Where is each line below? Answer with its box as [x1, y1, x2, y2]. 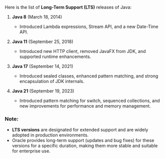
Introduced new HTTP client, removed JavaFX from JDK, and [19, 48, 146, 54]
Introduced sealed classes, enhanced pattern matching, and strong [19, 73, 158, 79]
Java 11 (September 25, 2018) [12, 38, 74, 44]
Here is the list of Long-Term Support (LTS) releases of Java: [5, 4, 132, 10]
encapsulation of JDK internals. [19, 78, 85, 84]
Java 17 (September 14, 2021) [12, 63, 74, 69]
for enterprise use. [12, 148, 51, 154]
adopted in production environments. [12, 132, 89, 138]
